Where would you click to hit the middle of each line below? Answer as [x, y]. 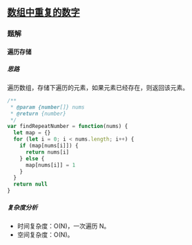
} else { [32, 158]
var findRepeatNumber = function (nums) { [68, 127]
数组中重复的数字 [44, 12]
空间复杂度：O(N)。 [45, 235]
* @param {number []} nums [47, 107]
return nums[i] [47, 152]
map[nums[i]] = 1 [50, 165]
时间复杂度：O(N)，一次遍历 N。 [64, 226]
